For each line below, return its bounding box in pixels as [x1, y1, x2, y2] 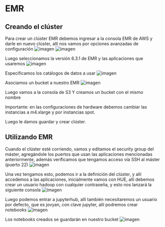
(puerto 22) [5, 162, 28, 168]
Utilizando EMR [5, 133, 53, 142]
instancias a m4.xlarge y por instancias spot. [5, 109, 96, 115]
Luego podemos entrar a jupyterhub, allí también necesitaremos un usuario [5, 196, 157, 202]
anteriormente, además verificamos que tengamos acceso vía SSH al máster [5, 156, 160, 162]
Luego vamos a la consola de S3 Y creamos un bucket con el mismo [5, 89, 143, 95]
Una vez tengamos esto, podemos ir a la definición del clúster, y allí [5, 171, 141, 177]
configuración [5, 46, 33, 52]
